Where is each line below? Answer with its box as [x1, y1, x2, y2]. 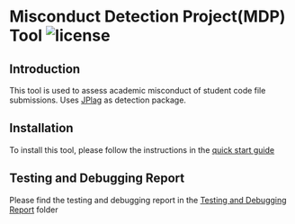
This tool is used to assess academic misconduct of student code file [9, 85, 266, 95]
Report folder [9, 204, 58, 215]
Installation [9, 121, 74, 136]
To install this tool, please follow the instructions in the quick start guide [9, 144, 275, 155]
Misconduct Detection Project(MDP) [9, 6, 286, 27]
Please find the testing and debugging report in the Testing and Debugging [9, 194, 287, 205]
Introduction [9, 61, 81, 76]
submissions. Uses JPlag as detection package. [9, 94, 187, 105]
